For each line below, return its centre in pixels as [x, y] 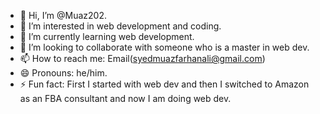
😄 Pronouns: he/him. [63, 73]
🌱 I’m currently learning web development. [107, 36]
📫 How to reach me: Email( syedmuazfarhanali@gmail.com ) [142, 58]
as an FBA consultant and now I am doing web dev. [125, 98]
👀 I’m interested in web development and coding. [120, 26]
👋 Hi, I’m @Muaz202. [63, 15]
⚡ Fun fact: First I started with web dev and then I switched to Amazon [164, 84]
